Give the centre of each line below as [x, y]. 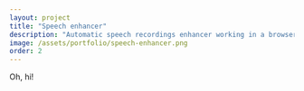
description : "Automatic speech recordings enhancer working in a [137, 34]
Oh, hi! [22, 77]
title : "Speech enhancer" [58, 26]
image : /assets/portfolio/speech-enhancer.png [99, 43]
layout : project [40, 18]
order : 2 [26, 51]
